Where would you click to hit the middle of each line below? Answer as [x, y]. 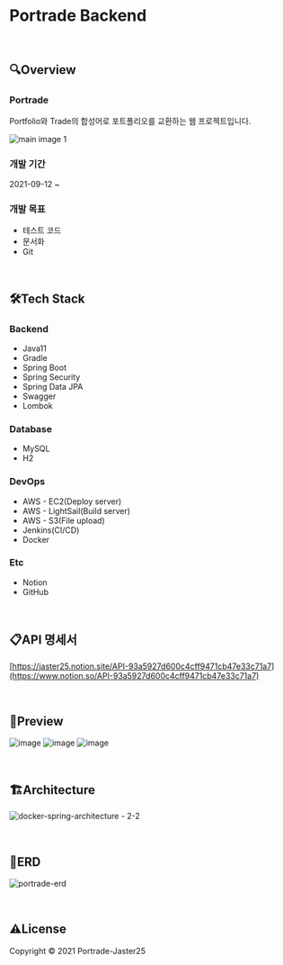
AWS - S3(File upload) [63, 520]
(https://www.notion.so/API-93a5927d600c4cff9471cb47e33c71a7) [134, 675]
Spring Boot [44, 367]
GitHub [35, 591]
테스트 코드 [42, 230]
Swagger [39, 396]
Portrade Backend [78, 16]
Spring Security [51, 377]
